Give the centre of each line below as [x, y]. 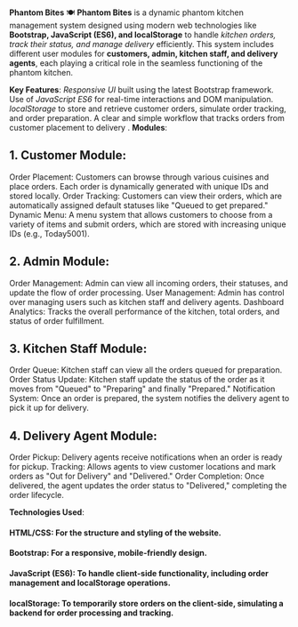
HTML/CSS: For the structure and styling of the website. [116, 533]
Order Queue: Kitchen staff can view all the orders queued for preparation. [146, 370]
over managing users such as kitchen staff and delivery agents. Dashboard [147, 301]
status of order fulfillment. [57, 321]
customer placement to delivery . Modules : [88, 128]
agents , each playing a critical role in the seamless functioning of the [136, 63]
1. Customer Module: [68, 155]
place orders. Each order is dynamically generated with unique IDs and [139, 186]
